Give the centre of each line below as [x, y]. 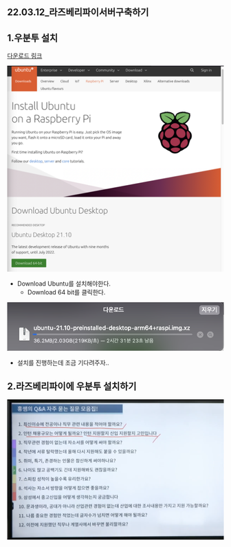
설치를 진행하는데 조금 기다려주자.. [63, 363]
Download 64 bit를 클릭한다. [66, 292]
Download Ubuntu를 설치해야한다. [64, 283]
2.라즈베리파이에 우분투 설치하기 [72, 386]
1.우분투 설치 [33, 37]
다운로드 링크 [25, 56]
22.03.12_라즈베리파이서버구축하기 [78, 12]
